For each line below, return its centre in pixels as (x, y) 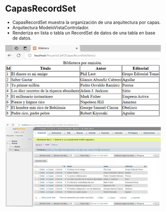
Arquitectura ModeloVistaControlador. (51, 27)
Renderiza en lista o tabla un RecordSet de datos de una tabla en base (84, 33)
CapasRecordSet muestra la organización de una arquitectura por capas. (86, 22)
